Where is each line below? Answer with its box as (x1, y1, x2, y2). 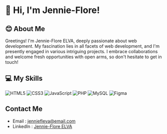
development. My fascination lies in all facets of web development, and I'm (5, 43, 159, 49)
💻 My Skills (5, 74, 43, 83)
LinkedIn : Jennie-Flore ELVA (12, 123, 73, 129)
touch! (5, 59, 19, 65)
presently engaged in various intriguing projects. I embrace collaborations (5, 49, 158, 54)
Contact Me (5, 105, 43, 113)
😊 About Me (5, 25, 45, 33)
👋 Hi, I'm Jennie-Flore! (5, 5, 100, 16)
